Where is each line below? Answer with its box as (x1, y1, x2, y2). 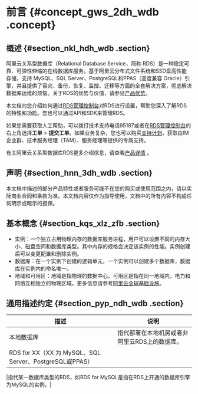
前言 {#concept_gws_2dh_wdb (6, 5, 159, 19)
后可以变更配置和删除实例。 (14, 250, 82, 257)
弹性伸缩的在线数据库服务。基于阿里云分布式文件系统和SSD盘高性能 (21, 67, 187, 74)
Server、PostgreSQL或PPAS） (9, 357, 94, 366)
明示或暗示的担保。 (11, 199, 58, 206)
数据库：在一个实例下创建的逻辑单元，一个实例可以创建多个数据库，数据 (14, 257, 190, 264)
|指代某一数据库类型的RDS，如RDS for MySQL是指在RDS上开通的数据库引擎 (6, 374, 190, 381)
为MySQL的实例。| (6, 381, 52, 388)
